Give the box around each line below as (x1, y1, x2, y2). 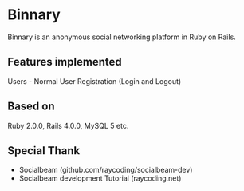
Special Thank (7, 144, 81, 157)
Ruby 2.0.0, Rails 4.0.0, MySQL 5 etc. (7, 121, 129, 130)
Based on (7, 100, 55, 113)
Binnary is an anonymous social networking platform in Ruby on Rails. (7, 32, 236, 42)
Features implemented (7, 55, 122, 69)
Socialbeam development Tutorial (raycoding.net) (18, 173, 182, 183)
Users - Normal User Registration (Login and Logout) (7, 76, 182, 86)
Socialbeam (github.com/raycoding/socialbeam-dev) (18, 165, 193, 175)
